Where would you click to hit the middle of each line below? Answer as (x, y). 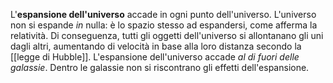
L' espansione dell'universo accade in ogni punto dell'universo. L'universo (163, 14)
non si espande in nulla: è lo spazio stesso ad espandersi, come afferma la (164, 25)
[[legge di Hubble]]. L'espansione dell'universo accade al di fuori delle (155, 57)
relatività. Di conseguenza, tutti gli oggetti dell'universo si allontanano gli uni (167, 35)
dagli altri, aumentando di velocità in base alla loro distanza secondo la (156, 46)
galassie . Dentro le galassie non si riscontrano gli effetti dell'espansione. (160, 67)
